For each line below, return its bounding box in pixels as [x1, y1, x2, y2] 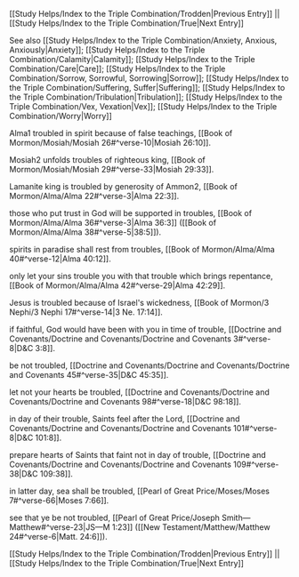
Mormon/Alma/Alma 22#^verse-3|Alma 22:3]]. [9, 191, 180, 201]
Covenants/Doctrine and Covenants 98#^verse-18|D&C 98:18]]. [9, 397, 242, 406]
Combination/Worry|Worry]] [9, 111, 113, 121]
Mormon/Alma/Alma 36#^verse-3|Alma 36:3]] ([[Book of [9, 218, 216, 228]
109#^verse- [232, 459, 279, 469]
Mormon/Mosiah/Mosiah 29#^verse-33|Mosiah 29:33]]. [9, 164, 214, 174]
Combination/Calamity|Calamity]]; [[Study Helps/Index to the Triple [9, 54, 255, 64]
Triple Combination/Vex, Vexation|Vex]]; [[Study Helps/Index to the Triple [9, 101, 278, 111]
